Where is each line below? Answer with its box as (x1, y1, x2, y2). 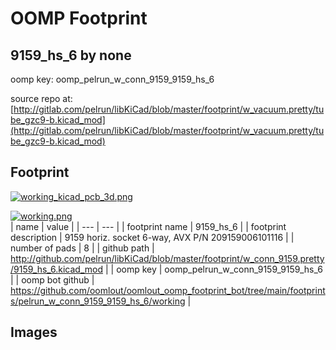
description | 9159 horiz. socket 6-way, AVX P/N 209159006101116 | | (10, 231, 295, 243)
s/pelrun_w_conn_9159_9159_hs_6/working (10, 295, 186, 307)
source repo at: (10, 93, 73, 104)
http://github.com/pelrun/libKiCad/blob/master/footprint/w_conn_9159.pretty (10, 252, 325, 264)
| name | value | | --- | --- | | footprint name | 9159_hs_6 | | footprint (10, 220, 287, 232)
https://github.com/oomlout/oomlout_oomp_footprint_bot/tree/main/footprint (10, 284, 326, 296)
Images (10, 324, 58, 341)
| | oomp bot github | (10, 273, 95, 286)
